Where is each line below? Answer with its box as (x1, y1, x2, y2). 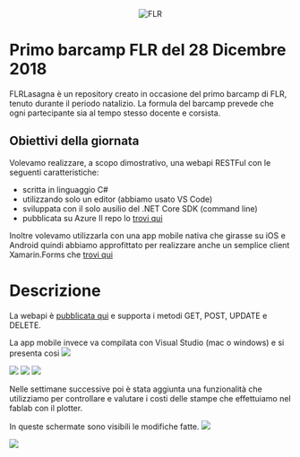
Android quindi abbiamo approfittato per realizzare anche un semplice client (9, 239, 290, 250)
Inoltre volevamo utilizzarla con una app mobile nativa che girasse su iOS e (9, 229, 287, 241)
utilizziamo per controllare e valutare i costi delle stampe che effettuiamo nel (9, 392, 291, 403)
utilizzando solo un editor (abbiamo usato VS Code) (21, 194, 213, 204)
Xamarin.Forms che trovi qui (9, 249, 114, 260)
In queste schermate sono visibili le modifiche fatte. (9, 421, 200, 432)
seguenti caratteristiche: (9, 167, 99, 177)
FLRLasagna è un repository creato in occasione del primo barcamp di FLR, (9, 88, 287, 99)
